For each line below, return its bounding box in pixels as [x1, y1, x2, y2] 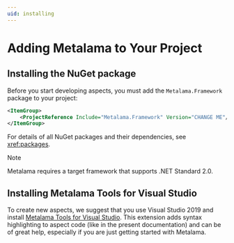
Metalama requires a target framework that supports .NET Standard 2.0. [7, 167, 214, 175]
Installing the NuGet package [7, 68, 136, 80]
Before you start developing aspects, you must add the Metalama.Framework [7, 86, 223, 95]
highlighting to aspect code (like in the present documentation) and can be [7, 221, 221, 229]
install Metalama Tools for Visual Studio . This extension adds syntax [7, 213, 202, 221]
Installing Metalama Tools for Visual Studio [7, 187, 197, 199]
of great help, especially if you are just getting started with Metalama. [7, 228, 207, 237]
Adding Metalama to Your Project [7, 40, 203, 56]
